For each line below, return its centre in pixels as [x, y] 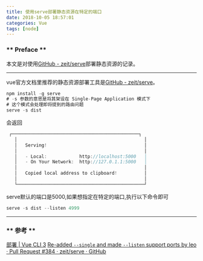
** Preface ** [27, 50]
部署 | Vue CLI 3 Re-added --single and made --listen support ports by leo [101, 244]
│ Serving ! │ [81, 145]
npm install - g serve [34, 93]
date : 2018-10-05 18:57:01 [40, 17]
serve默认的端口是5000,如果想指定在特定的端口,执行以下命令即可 [88, 197]
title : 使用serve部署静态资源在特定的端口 [54, 12]
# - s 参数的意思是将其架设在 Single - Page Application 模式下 [79, 99]
